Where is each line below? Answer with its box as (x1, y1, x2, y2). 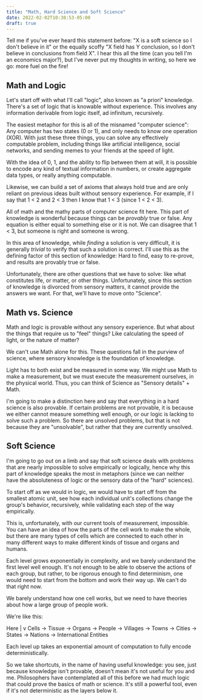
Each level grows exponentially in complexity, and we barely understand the (6, 557, 196, 564)
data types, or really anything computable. (6, 171, 112, 179)
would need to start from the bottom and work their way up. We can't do (6, 576, 187, 583)
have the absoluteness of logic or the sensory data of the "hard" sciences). (6, 476, 194, 484)
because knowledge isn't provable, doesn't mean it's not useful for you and (6, 667, 195, 674)
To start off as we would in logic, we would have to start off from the (6, 488, 177, 495)
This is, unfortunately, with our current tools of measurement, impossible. (6, 519, 190, 526)
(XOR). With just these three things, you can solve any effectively (6, 134, 168, 142)
